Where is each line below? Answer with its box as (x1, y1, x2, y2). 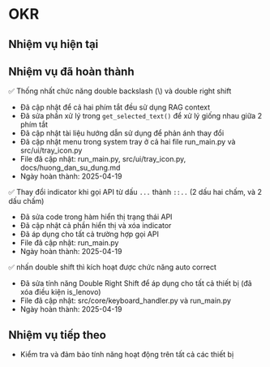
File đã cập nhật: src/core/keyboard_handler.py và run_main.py (19, 296, 231, 305)
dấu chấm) (8, 196, 45, 206)
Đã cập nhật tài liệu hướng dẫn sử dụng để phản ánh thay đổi (19, 128, 225, 138)
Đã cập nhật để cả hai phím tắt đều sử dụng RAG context (19, 102, 211, 112)
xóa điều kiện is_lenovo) (19, 287, 101, 297)
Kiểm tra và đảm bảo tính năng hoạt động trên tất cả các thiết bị (19, 350, 234, 360)
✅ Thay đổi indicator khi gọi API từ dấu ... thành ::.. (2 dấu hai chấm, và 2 (8, 188, 262, 197)
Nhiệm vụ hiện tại (8, 37, 99, 51)
